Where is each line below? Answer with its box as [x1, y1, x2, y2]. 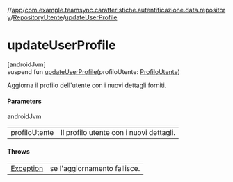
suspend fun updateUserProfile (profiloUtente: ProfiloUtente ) [7, 67, 181, 75]
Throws [7, 147, 30, 155]
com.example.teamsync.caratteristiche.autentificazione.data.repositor [24, 6, 226, 14]
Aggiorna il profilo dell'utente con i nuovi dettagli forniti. [7, 81, 167, 89]
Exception [10, 164, 44, 174]
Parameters [7, 97, 42, 105]
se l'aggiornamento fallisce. [49, 164, 140, 174]
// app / [7, 6, 26, 14]
